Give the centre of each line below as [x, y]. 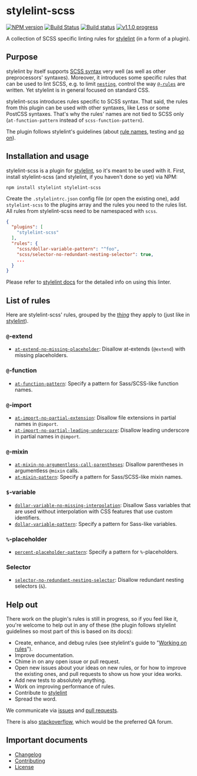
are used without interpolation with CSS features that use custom [94, 511]
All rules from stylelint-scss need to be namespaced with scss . [82, 211]
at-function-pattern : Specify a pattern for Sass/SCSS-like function [96, 383]
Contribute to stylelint [41, 693]
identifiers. [28, 517]
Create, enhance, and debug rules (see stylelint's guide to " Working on [101, 643]
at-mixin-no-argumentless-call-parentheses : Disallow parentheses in [99, 464]
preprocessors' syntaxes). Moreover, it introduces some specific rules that [96, 77]
